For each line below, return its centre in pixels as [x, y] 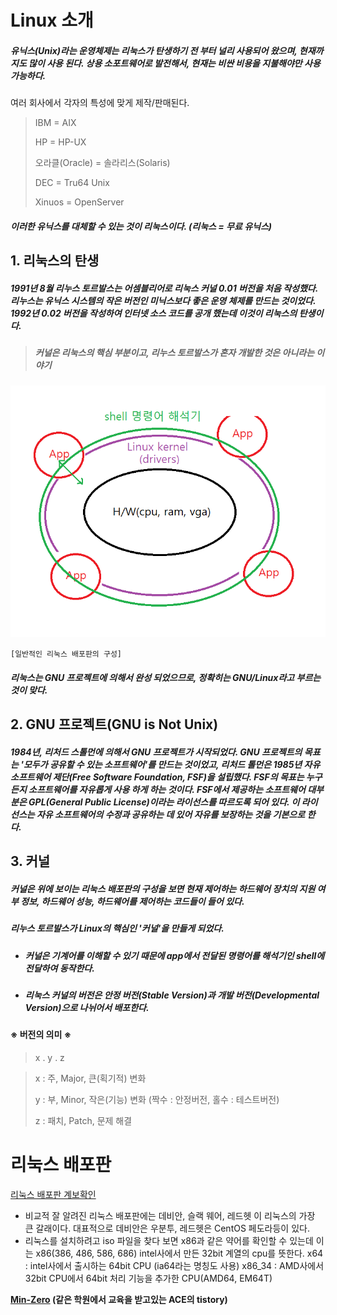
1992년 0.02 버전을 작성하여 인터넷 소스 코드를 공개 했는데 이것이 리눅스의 [154, 313]
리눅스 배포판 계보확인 [53, 1195]
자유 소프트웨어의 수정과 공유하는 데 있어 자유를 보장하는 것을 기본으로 [171, 814]
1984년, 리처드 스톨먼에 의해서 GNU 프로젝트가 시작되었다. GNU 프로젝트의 [156, 752]
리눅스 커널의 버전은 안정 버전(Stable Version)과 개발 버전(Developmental [172, 995]
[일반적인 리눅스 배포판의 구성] [66, 654]
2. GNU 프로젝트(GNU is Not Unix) [114, 724]
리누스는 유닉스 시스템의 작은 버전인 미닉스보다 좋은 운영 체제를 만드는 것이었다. [163, 300]
